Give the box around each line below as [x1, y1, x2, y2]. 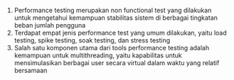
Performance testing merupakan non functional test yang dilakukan [14, 6, 212, 14]
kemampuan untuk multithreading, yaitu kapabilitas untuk [14, 51, 183, 59]
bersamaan [14, 67, 48, 74]
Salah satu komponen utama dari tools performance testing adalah [14, 44, 210, 52]
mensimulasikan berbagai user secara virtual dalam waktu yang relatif [14, 59, 220, 67]
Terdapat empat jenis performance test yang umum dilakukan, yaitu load [14, 28, 228, 37]
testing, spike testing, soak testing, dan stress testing [14, 36, 171, 45]
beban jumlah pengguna [14, 21, 86, 29]
